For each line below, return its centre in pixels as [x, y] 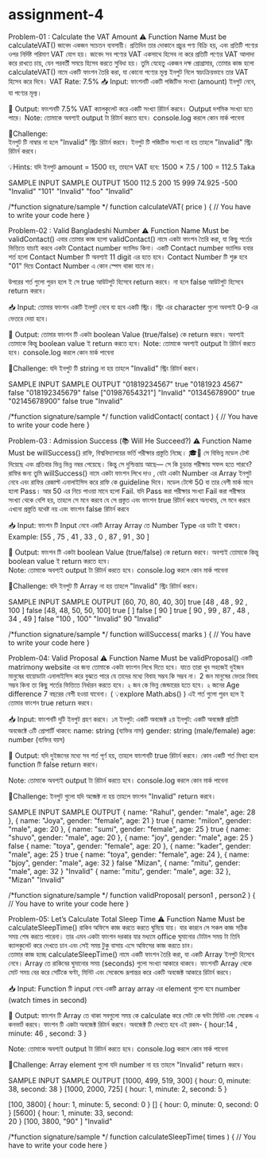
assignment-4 [56, 15]
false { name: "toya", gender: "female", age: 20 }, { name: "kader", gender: [130, 845]
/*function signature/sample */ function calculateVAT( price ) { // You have [130, 206]
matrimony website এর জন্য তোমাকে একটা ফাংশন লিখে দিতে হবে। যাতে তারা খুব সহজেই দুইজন [126, 666]
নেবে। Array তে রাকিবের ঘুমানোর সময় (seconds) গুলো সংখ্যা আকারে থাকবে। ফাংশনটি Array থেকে [130, 963]
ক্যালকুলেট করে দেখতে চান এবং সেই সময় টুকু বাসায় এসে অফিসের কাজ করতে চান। [101, 945]
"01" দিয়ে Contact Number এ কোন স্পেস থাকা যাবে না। [82, 266]
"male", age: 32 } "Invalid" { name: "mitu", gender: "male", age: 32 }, [120, 871]
